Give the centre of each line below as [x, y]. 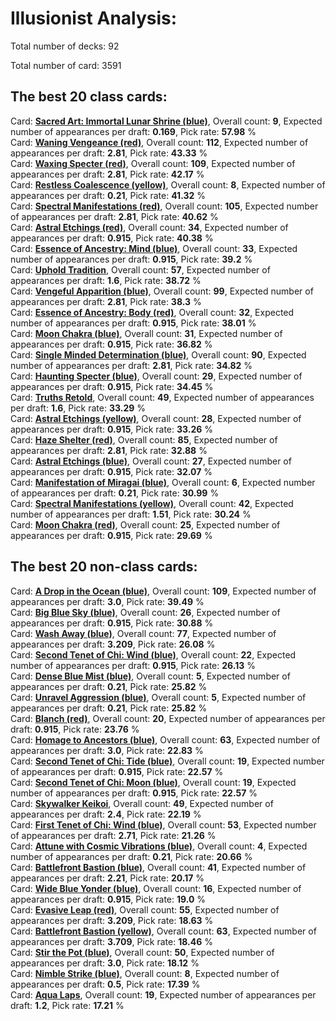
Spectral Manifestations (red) [97, 206]
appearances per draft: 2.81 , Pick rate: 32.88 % [109, 450]
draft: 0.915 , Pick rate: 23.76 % [75, 729]
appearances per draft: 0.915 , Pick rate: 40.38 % [112, 238]
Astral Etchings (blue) [81, 461]
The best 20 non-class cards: [104, 567]
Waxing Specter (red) [80, 163]
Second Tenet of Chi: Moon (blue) [106, 782]
